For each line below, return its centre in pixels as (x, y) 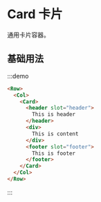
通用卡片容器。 (28, 35)
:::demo (18, 76)
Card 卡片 (35, 14)
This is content (55, 134)
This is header (54, 115)
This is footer (54, 153)
